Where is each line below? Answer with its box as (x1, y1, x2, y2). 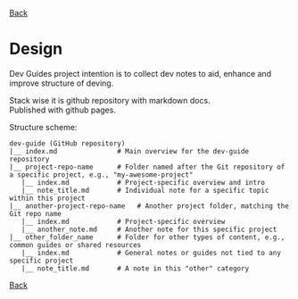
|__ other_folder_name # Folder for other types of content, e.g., (9, 232, 286, 242)
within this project (9, 194, 87, 203)
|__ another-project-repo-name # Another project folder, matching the (9, 201, 290, 211)
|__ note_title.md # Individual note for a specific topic (21, 186, 269, 195)
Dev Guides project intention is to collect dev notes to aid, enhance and (9, 68, 272, 79)
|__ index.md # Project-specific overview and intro (21, 178, 266, 187)
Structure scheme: (9, 121, 78, 132)
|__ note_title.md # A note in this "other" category (21, 263, 250, 273)
